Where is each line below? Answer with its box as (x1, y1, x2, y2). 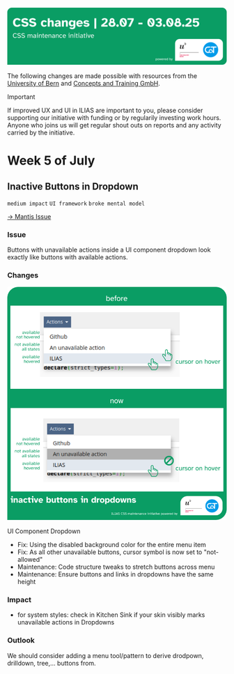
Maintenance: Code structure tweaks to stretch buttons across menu (17, 562, 215, 572)
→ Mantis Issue (7, 212, 52, 220)
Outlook (7, 636, 35, 645)
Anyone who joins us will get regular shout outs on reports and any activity (7, 121, 221, 129)
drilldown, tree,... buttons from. (7, 659, 96, 667)
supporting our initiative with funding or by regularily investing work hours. (7, 113, 221, 122)
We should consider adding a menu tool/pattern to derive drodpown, (7, 651, 204, 659)
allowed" (17, 556, 43, 564)
